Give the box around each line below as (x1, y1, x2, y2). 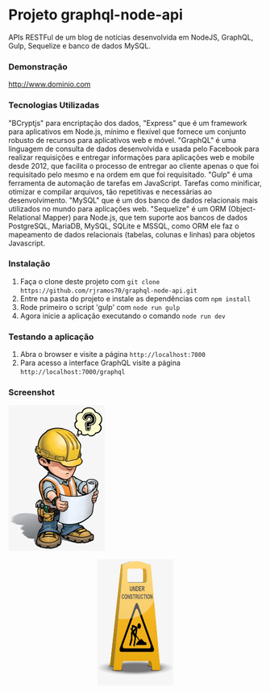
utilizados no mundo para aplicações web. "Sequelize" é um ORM (8, 203, 227, 213)
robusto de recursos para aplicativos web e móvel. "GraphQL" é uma (8, 135, 236, 145)
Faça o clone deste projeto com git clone (19, 276, 160, 286)
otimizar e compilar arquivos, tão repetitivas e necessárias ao (8, 187, 212, 196)
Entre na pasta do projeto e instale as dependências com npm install (19, 293, 251, 304)
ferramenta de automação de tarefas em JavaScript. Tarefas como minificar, (8, 178, 262, 187)
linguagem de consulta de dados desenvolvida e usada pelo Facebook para (8, 144, 260, 153)
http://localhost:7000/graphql (19, 368, 126, 376)
